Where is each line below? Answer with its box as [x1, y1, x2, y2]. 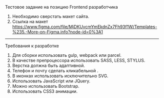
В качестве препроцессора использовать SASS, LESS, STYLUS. [12, 58, 145, 63]
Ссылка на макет [12, 19, 48, 24]
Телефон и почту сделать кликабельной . [12, 68, 99, 73]
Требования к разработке [5, 43, 60, 49]
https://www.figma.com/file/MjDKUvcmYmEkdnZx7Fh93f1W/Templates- [12, 24, 158, 30]
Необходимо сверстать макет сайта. [12, 14, 89, 19]
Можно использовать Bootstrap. [12, 83, 80, 89]
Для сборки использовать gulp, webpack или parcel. [12, 52, 122, 58]
